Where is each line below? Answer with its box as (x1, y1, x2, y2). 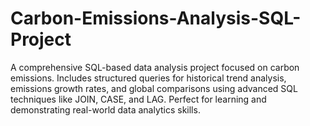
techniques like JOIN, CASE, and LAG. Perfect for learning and (10, 93, 267, 105)
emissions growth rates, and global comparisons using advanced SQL (10, 82, 298, 94)
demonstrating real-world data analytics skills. (10, 103, 201, 116)
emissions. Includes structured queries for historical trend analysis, (10, 72, 287, 84)
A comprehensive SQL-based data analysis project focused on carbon (10, 61, 300, 73)
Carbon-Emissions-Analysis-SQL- (10, 7, 302, 30)
